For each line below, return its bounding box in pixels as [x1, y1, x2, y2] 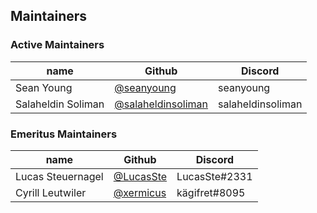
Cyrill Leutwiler [15, 185, 87, 199]
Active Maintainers [10, 38, 105, 52]
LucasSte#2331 [176, 169, 253, 183]
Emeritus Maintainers [10, 127, 118, 141]
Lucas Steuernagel [15, 169, 104, 183]
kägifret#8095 [176, 185, 246, 199]
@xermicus [113, 185, 167, 199]
